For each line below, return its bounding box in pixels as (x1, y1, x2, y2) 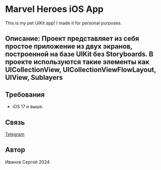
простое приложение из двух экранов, (5, 42, 133, 51)
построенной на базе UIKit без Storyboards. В (5, 50, 154, 58)
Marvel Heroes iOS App (5, 3, 104, 15)
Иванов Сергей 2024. (5, 159, 51, 165)
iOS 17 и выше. (12, 104, 44, 110)
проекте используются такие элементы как (5, 58, 150, 66)
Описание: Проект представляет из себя (5, 34, 139, 43)
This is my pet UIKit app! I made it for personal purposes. (5, 20, 122, 26)
